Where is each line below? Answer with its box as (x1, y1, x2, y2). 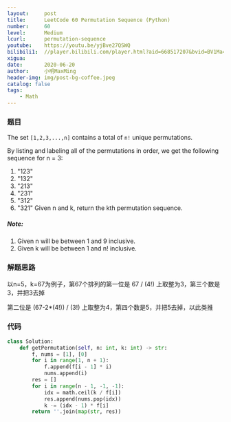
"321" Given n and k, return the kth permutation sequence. (16, 204, 184, 212)
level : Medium (7, 29, 63, 36)
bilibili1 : (7, 49, 38, 56)
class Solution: (7, 338, 54, 345)
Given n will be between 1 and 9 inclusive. (16, 237, 136, 245)
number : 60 (7, 23, 51, 30)
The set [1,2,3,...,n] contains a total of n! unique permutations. (7, 134, 193, 142)
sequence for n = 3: (7, 154, 63, 162)
